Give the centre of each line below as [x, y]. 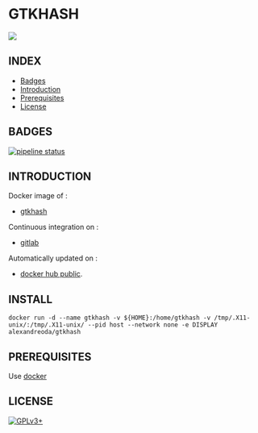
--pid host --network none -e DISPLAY [153, 325]
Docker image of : [38, 196]
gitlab [29, 243]
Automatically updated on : [53, 258]
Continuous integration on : [54, 227]
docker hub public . [51, 274]
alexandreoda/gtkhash [45, 332]
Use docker [27, 376]
